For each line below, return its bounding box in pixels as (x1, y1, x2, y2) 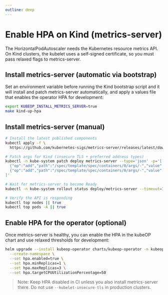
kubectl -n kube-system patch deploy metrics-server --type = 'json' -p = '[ (5, 158, 162, 164)
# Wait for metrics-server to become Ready (5, 181, 97, 186)
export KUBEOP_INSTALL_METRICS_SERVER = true (5, 104, 97, 109)
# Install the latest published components (5, 135, 97, 140)
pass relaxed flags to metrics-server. (5, 56, 81, 62)
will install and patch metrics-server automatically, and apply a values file (5, 89, 156, 95)
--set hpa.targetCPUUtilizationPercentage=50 (9, 270, 106, 275)
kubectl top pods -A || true (5, 204, 66, 210)
